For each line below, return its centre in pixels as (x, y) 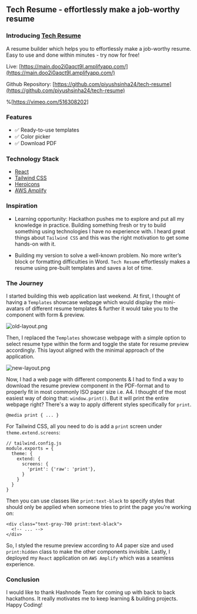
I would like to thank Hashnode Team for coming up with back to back (91, 592)
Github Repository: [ (30, 84)
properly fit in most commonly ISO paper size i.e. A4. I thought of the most (96, 391)
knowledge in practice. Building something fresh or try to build (90, 225)
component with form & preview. (46, 315)
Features (19, 117)
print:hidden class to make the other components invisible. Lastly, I (88, 551)
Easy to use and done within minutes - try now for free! (73, 55)
